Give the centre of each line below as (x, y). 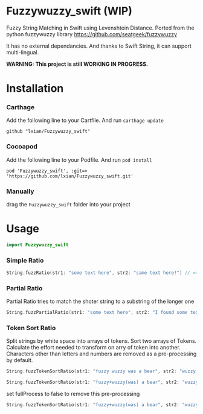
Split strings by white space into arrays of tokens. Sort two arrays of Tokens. (101, 341)
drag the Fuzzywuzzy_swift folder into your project (69, 205)
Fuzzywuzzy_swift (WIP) (69, 11)
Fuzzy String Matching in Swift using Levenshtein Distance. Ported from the (100, 28)
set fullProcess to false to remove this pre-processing (73, 394)
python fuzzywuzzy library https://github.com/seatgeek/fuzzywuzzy (92, 34)
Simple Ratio (25, 260)
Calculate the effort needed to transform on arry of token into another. (94, 348)
